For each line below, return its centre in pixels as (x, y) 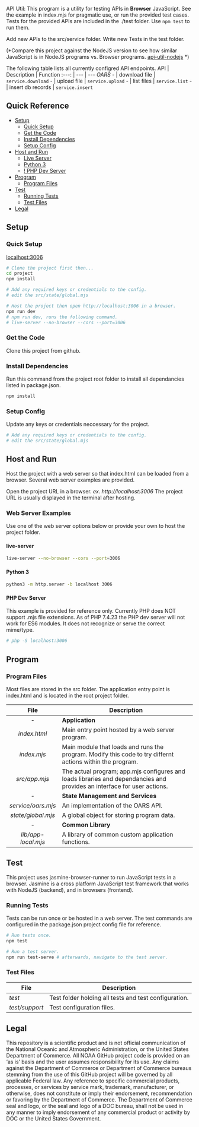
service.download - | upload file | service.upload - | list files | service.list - (99, 81)
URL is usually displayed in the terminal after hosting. (71, 498)
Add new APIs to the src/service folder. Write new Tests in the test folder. (95, 39)
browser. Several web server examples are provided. (70, 480)
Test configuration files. (82, 1007)
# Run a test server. (33, 952)
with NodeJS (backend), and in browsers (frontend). (70, 889)
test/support (26, 1007)
